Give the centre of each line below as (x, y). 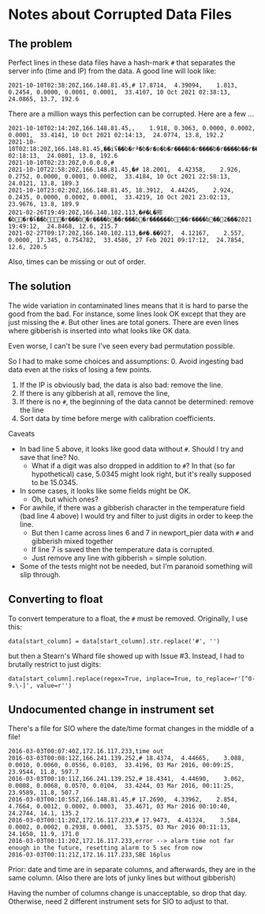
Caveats (22, 433)
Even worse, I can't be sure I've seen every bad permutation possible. (121, 345)
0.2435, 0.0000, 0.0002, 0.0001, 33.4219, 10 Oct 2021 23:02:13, (119, 197)
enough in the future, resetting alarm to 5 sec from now (105, 848)
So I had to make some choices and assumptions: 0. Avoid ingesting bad (126, 361)
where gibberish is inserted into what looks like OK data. (100, 330)
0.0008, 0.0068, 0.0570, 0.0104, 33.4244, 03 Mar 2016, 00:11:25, (121, 786)
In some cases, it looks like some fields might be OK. (105, 491)
